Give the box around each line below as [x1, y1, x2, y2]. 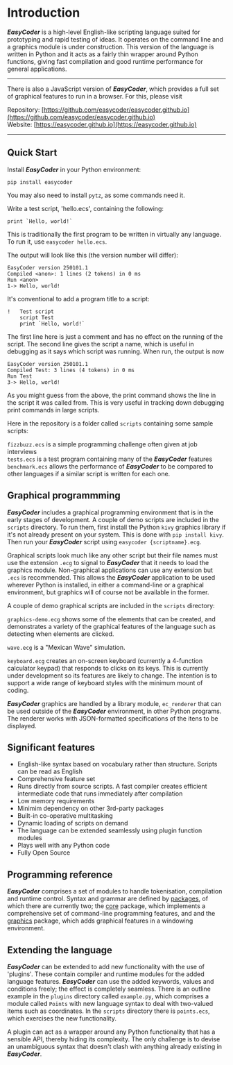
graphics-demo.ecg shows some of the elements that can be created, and [7, 614, 216, 623]
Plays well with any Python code [17, 841, 110, 850]
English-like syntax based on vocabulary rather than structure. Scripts [17, 760, 218, 769]
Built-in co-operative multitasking [17, 812, 113, 820]
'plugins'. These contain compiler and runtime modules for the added [7, 970, 205, 978]
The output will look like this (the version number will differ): [7, 251, 178, 259]
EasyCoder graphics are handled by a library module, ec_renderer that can [7, 699, 222, 707]
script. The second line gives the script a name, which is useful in [7, 339, 194, 348]
